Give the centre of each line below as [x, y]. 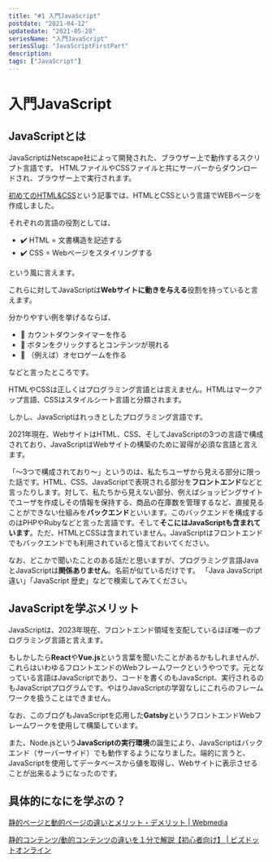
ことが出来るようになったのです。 [65, 773]
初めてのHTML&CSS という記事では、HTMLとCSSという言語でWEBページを [135, 195]
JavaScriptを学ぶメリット [74, 609]
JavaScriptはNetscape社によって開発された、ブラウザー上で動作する [124, 157]
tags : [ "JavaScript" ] [45, 62]
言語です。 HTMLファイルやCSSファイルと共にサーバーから [122, 168]
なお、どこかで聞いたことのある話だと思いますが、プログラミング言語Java [134, 560]
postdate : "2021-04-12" [49, 24]
